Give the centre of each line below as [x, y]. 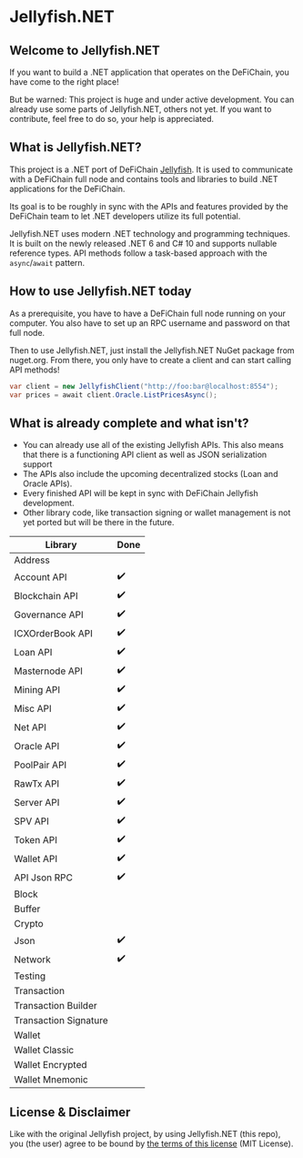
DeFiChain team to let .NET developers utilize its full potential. [125, 216]
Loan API [33, 652]
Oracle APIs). [47, 483]
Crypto [29, 924]
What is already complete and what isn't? [129, 423]
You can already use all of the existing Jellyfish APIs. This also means [153, 445]
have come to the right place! [65, 82]
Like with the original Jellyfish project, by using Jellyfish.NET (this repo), [145, 1134]
